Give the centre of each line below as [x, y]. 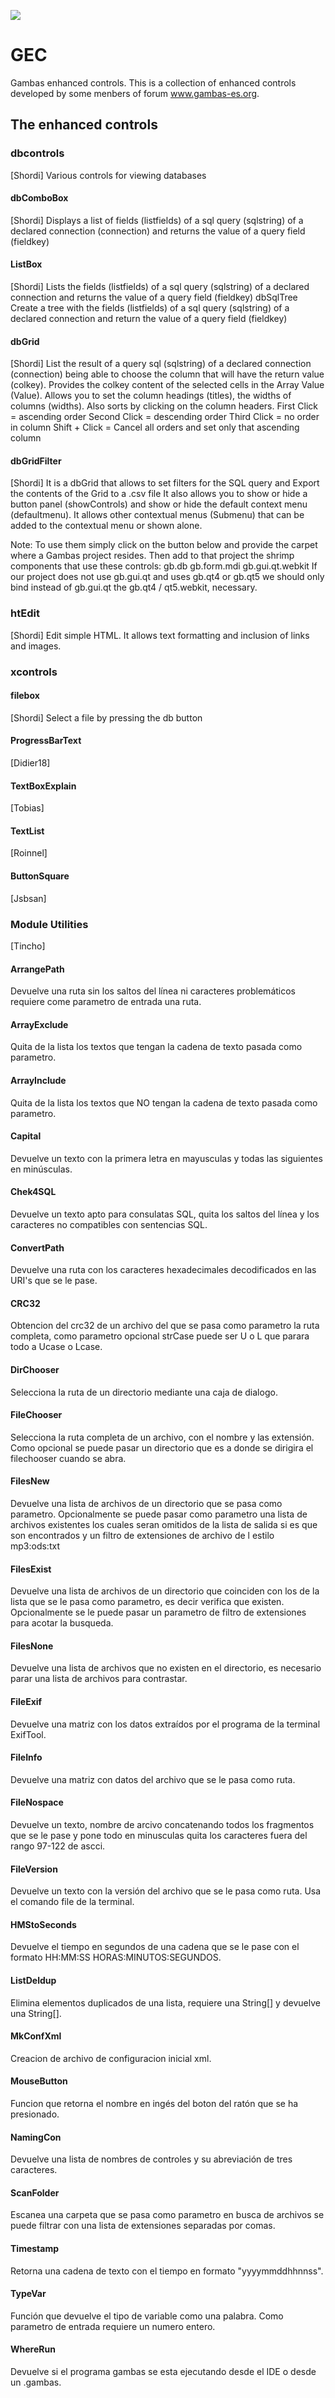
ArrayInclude [38, 1080]
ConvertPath [37, 1247]
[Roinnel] [29, 853]
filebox [25, 696]
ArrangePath [37, 969]
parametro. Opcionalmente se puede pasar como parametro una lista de [159, 1514]
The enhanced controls [84, 125]
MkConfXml [36, 2036]
